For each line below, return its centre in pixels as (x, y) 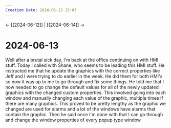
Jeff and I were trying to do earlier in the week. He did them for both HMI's (84, 76)
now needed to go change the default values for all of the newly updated (82, 87)
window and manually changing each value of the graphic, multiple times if (84, 98)
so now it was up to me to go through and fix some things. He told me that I (85, 81)
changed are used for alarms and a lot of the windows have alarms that (80, 109)
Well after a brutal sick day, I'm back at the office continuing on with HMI (82, 60)
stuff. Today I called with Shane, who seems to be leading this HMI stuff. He (85, 65)
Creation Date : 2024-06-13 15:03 (41, 10)
